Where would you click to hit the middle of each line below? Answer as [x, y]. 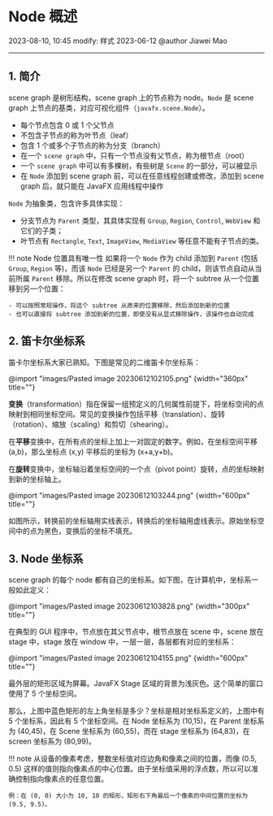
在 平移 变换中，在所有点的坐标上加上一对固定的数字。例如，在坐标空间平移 [133, 441]
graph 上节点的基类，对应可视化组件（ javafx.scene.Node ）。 [109, 107]
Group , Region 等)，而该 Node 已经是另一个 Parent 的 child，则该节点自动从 [132, 268]
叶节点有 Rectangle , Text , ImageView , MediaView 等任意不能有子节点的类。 [142, 241]
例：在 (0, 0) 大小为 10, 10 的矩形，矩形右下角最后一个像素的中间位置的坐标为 [128, 796]
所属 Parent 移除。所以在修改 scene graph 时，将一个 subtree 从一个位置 [137, 278]
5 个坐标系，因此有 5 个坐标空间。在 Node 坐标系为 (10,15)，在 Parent [125, 721]
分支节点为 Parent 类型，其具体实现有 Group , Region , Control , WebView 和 [140, 220]
